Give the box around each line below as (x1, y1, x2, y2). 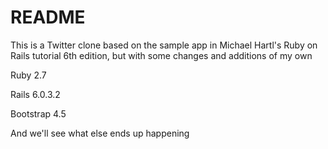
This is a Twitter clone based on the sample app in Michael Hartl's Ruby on (10, 39, 318, 51)
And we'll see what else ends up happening (10, 127, 190, 139)
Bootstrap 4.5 (10, 107, 67, 120)
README (10, 6, 86, 29)
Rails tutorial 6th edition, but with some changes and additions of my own (10, 49, 313, 61)
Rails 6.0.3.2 (10, 88, 61, 100)
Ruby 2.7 (10, 69, 47, 81)
